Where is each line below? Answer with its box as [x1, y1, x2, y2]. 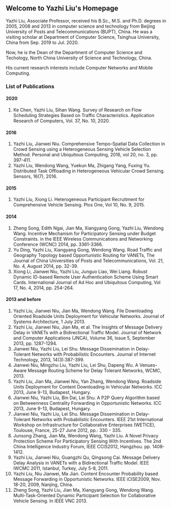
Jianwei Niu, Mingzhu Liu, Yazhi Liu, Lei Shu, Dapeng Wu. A [13, 362, 139, 368]
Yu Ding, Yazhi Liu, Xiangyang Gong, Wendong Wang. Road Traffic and [13, 246, 162, 252]
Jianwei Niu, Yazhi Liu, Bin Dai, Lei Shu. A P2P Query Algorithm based [13, 395, 160, 401]
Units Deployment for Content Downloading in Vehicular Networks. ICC [13, 383, 162, 390]
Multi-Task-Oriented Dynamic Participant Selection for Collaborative [13, 492, 156, 498]
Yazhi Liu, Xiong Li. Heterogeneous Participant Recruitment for [13, 196, 145, 202]
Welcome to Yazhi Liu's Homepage [6, 4, 119, 13]
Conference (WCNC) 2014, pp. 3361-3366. [13, 241, 103, 247]
